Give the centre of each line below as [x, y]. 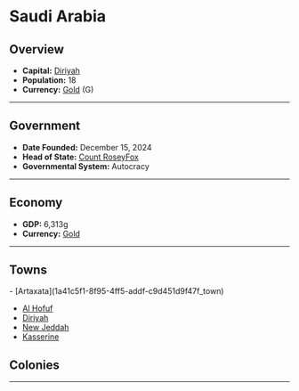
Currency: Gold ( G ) [58, 90]
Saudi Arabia [58, 16]
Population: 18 [49, 80]
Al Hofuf [37, 308]
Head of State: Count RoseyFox [81, 157]
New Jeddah [45, 328]
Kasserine [40, 337]
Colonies [35, 365]
